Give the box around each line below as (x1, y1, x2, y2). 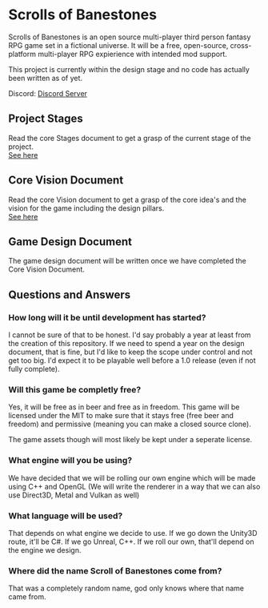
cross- (230, 40, 252, 50)
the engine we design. (8, 545, 82, 554)
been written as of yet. (8, 73, 82, 83)
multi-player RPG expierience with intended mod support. (37, 49, 228, 58)
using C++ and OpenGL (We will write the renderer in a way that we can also (8, 481, 261, 491)
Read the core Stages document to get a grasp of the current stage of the (8, 133, 251, 143)
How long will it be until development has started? (8, 312, 206, 323)
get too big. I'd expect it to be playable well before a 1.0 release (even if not (8, 356, 256, 365)
